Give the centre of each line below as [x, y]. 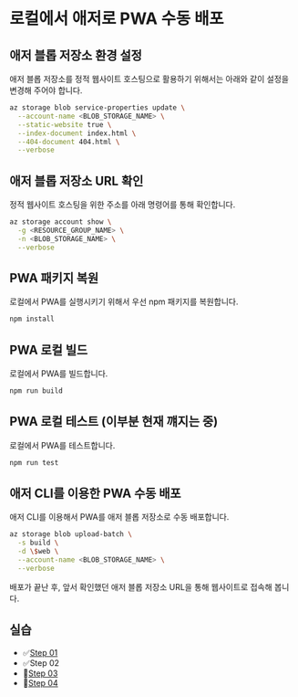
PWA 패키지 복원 [54, 278]
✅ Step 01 [40, 652]
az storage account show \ [61, 222]
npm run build [36, 391]
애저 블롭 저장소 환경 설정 [76, 55]
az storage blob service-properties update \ [97, 108]
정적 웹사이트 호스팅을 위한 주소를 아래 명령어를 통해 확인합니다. [123, 205]
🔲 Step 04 [40, 682]
